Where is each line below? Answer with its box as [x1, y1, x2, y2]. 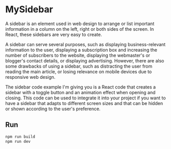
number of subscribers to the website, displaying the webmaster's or [5, 52, 151, 58]
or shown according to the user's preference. [5, 105, 101, 112]
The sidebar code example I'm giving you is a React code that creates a [5, 83, 156, 90]
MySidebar [5, 4, 54, 15]
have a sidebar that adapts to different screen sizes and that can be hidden [5, 100, 163, 106]
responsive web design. [5, 74, 56, 80]
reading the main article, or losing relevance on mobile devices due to [5, 68, 152, 75]
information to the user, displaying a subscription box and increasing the [5, 47, 157, 53]
